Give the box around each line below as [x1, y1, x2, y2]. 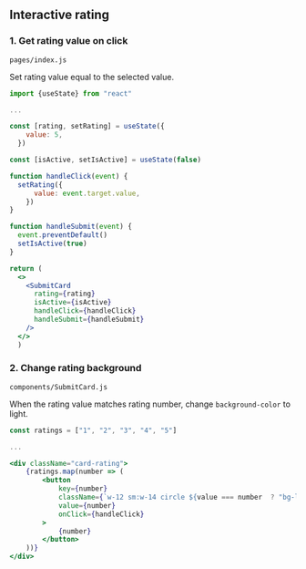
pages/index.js [9, 55, 67, 65]
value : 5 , [25, 130, 64, 140]
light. [9, 408, 29, 419]
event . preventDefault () [17, 231, 107, 240]
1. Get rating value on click [9, 35, 128, 47]
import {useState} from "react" [9, 88, 132, 98]
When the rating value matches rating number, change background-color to [9, 398, 291, 409]
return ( [9, 264, 43, 273]
